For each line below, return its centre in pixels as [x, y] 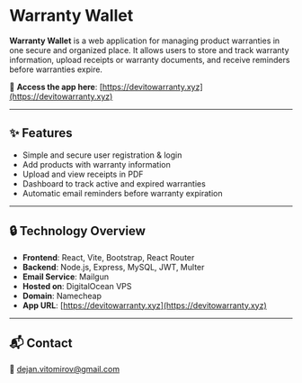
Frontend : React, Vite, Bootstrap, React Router [108, 257]
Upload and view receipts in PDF [83, 174]
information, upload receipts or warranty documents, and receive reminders [150, 59]
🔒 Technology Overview [78, 231]
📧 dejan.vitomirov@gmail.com [64, 369]
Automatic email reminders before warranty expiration [122, 193]
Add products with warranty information [96, 164]
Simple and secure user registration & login [102, 155]
